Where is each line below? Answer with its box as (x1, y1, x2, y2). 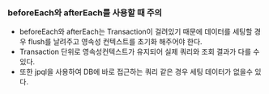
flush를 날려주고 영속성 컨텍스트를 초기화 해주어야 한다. (28, 37, 203, 47)
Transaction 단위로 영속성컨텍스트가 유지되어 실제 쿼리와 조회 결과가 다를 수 (19, 47, 260, 57)
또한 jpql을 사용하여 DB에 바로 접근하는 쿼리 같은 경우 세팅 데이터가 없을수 (19, 67, 253, 77)
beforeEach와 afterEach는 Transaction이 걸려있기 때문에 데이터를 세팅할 (19, 27, 253, 37)
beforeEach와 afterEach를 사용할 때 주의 (7, 6, 163, 18)
